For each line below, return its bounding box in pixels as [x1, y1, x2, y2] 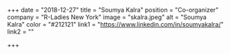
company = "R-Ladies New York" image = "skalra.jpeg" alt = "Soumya [7, 13, 207, 21]
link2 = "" [7, 27, 35, 36]
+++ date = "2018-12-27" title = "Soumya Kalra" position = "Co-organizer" [7, 6, 219, 14]
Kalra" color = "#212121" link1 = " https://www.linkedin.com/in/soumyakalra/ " [7, 21, 224, 28]
